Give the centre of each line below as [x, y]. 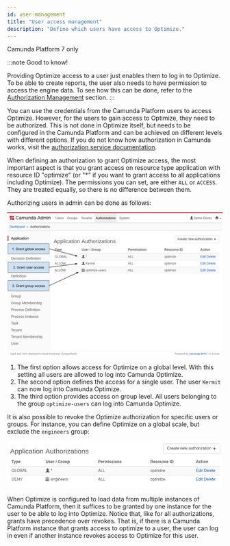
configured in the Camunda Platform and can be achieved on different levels [115, 133]
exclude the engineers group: [48, 432]
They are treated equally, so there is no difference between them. [99, 190]
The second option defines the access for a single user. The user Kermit [119, 382]
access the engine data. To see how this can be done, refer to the [100, 90]
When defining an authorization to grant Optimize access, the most [102, 160]
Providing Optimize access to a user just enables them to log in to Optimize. [114, 76]
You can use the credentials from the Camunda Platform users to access [110, 111]
